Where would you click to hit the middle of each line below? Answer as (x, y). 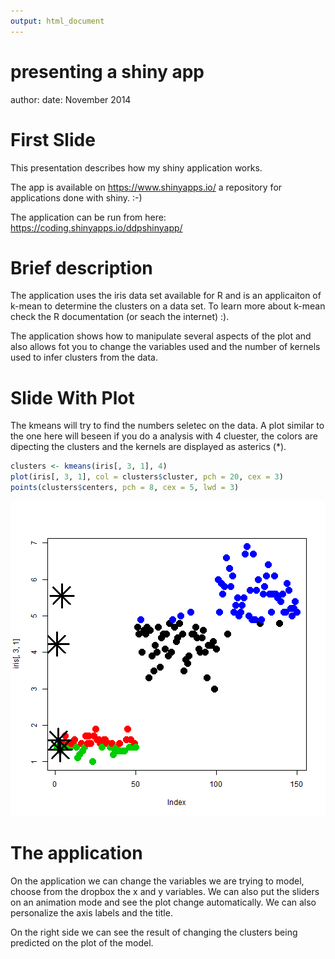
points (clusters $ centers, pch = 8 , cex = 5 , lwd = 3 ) (125, 488)
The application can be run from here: (88, 217)
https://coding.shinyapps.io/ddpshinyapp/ (96, 227)
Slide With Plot (72, 397)
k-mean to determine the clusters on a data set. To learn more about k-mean (168, 306)
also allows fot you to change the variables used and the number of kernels (165, 347)
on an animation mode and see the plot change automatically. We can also (163, 902)
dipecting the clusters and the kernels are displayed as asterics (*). (148, 447)
